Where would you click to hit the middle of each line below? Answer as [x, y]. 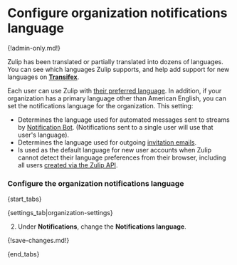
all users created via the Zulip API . [68, 165]
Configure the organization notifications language [96, 183]
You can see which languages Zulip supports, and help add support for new [118, 69]
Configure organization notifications [117, 13]
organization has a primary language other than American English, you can [117, 98]
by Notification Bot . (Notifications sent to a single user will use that [115, 127]
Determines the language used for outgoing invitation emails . [107, 142]
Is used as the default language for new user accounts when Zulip [115, 150]
